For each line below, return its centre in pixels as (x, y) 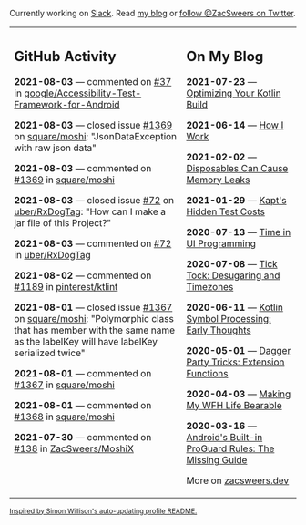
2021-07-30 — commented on (83, 437)
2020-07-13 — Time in (239, 232)
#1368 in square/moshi (65, 417)
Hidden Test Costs (226, 211)
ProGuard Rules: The (230, 448)
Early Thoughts (219, 330)
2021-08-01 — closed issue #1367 (93, 307)
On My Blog (225, 56)
